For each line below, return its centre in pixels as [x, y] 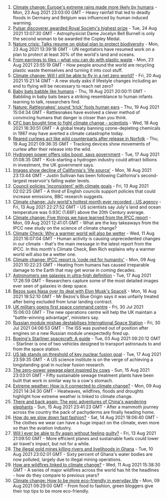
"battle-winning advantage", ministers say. [56, 317]
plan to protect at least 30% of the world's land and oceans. [74, 54]
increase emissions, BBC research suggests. [58, 197]
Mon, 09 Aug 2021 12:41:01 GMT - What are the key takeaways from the [86, 223]
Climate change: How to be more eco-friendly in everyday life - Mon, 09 [86, 480]
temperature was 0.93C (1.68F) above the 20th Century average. [79, 212]
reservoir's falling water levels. [59, 181]
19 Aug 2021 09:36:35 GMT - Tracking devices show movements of [82, 144]
